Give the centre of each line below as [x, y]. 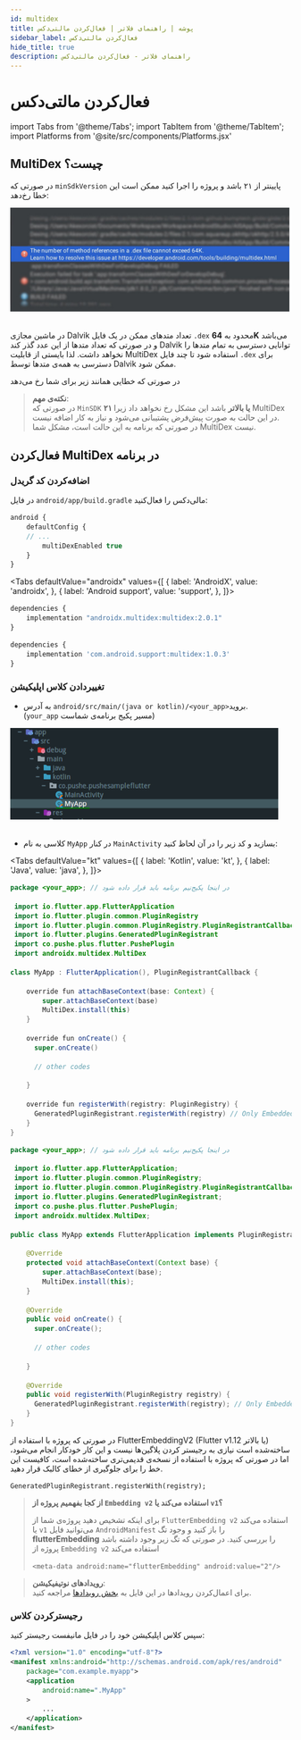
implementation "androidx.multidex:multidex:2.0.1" [124, 618]
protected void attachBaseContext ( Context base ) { [122, 1263]
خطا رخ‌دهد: [30, 195]
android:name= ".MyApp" [84, 1690]
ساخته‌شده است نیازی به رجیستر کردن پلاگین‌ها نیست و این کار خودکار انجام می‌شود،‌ [150, 1449]
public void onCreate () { [75, 1319]
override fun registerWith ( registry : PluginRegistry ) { [133, 1104]
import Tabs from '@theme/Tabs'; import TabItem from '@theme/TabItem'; [147, 127]
